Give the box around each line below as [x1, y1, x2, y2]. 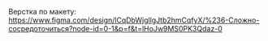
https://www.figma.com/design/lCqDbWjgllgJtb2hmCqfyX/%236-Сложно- [8, 15, 260, 25]
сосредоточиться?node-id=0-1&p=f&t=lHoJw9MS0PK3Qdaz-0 [8, 24, 223, 33]
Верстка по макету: [8, 7, 77, 16]
